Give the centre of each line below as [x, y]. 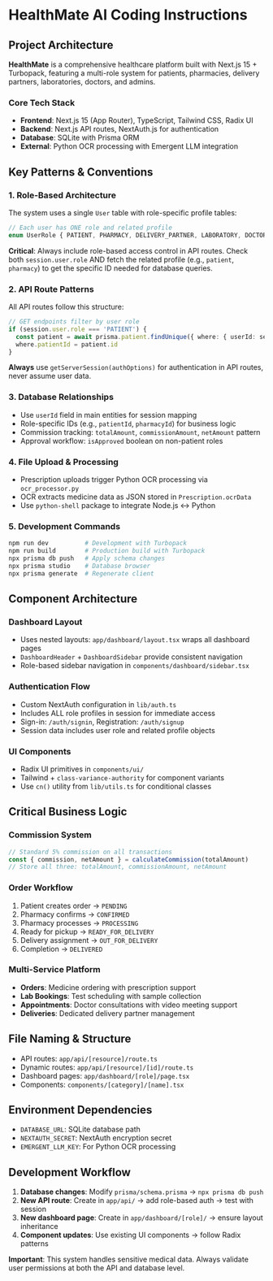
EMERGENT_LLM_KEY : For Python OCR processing [98, 1147]
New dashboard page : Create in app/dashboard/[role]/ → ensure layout [142, 1218]
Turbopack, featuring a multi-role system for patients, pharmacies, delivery [134, 73]
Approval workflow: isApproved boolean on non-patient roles [121, 441]
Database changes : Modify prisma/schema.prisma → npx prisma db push [142, 1192]
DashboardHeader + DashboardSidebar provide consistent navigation [131, 657]
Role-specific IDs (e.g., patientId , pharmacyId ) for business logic [128, 423]
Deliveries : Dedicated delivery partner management [107, 1013]
